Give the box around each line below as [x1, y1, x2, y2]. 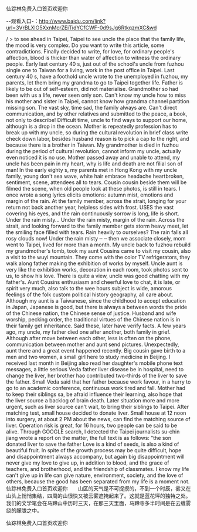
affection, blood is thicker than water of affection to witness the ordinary [6, 55, 181, 61]
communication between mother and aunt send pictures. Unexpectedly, [6, 341, 179, 348]
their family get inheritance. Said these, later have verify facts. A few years [6, 322, 186, 329]
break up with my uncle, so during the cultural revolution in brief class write [6, 129, 189, 136]
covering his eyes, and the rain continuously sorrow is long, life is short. [6, 210, 180, 217]
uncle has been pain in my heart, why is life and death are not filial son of [6, 160, 183, 167]
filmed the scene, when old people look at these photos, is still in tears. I [6, 185, 181, 192]
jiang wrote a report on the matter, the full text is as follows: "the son [6, 435, 172, 441]
